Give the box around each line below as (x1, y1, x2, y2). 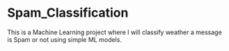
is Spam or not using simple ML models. (7, 35, 122, 43)
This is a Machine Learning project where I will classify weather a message (7, 28, 223, 36)
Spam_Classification (7, 5, 129, 21)
